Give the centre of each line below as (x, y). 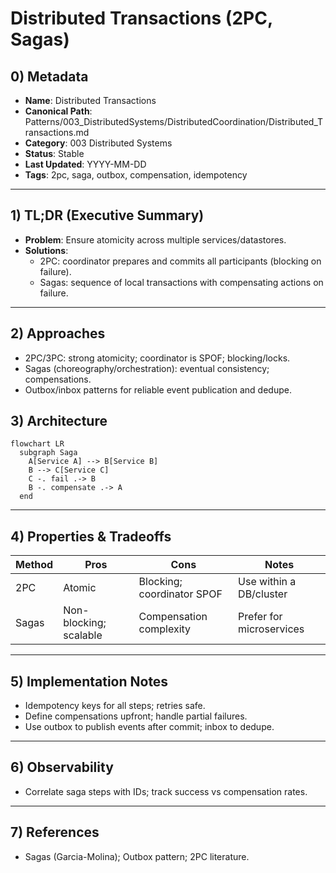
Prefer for (260, 617)
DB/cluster (263, 594)
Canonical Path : (58, 111)
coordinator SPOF (180, 594)
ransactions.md (57, 132)
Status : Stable (54, 153)
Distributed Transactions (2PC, (141, 18)
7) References (55, 832)
